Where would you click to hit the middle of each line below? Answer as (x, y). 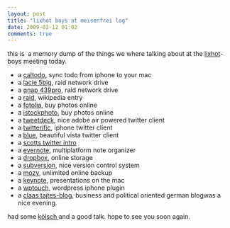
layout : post (27, 14)
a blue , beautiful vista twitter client (68, 135)
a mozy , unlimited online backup (65, 173)
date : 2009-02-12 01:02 (43, 27)
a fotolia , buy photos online (57, 105)
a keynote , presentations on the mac (71, 181)
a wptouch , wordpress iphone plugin (71, 188)
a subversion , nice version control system (78, 165)
